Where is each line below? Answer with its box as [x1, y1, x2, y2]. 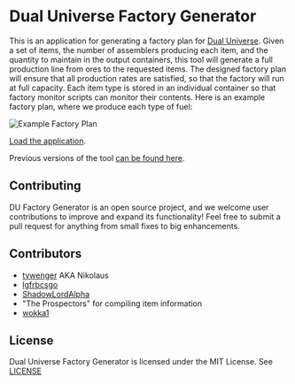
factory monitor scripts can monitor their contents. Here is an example [9, 91, 266, 103]
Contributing [9, 179, 82, 194]
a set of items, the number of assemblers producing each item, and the [9, 44, 268, 55]
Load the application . [9, 135, 87, 146]
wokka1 [21, 307, 50, 318]
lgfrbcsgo [21, 279, 58, 289]
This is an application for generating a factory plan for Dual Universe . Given [9, 35, 284, 46]
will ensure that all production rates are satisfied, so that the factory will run [9, 73, 285, 83]
